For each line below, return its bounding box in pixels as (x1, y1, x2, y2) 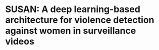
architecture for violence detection (5, 14, 155, 26)
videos (5, 36, 34, 47)
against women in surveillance (5, 25, 136, 36)
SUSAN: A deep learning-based (5, 4, 140, 15)
